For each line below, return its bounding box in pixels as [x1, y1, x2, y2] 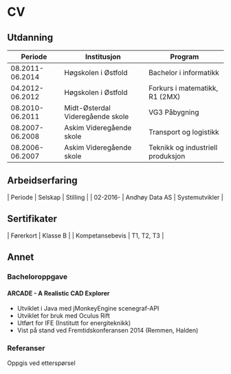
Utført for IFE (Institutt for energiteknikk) [16, 319, 131, 327]
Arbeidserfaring [7, 175, 78, 187]
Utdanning [7, 32, 54, 43]
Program [170, 52, 199, 61]
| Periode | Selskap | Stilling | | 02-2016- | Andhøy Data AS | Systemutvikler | [7, 193, 223, 201]
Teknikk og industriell [148, 143, 218, 152]
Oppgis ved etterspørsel [7, 359, 76, 367]
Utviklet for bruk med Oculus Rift [16, 311, 110, 320]
